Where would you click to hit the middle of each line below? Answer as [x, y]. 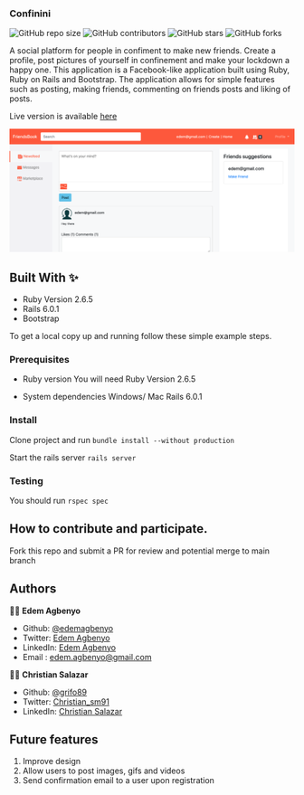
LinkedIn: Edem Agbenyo [69, 647]
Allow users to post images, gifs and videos [104, 771]
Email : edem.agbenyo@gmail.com [87, 657]
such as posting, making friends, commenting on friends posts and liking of [150, 90]
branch [23, 560]
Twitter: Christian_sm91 [66, 701]
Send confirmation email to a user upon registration [119, 781]
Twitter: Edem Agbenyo [66, 638]
